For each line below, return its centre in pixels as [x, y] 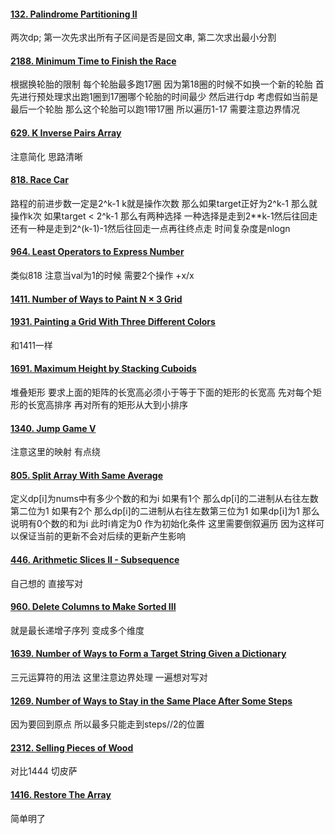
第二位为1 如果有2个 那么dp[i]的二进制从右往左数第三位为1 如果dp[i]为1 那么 [165, 511]
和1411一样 [31, 345]
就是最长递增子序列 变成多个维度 [77, 630]
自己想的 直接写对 [46, 583]
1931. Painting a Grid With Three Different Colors [113, 322]
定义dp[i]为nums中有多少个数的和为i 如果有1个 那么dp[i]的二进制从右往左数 [164, 499]
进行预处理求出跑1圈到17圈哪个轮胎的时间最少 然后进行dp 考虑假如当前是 [168, 97]
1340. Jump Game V [53, 428]
